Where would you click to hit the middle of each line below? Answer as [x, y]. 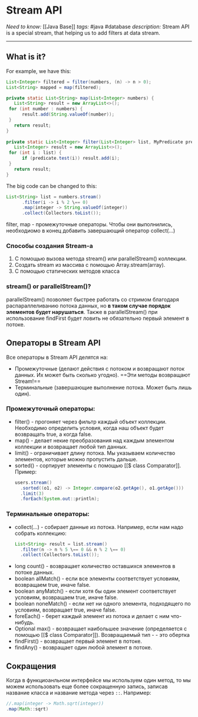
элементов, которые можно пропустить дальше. [76, 459]
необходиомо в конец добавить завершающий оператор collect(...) [91, 231]
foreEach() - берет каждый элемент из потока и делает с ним [92, 616]
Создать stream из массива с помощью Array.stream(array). [90, 265]
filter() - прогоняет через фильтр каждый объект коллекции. [90, 421]
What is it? [26, 57]
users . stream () [33, 483]
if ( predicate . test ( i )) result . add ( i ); [70, 158]
